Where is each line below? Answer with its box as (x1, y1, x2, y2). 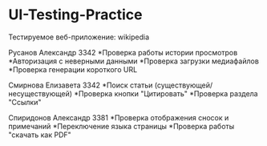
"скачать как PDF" (8, 130, 72, 140)
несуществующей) (8, 88, 73, 98)
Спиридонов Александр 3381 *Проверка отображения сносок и (8, 112, 229, 122)
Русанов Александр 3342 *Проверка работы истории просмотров (8, 47, 238, 57)
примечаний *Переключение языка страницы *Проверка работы (8, 121, 235, 131)
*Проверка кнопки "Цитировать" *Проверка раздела (73, 88, 258, 98)
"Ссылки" (8, 97, 42, 107)
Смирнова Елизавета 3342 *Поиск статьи (8, 80, 153, 90)
